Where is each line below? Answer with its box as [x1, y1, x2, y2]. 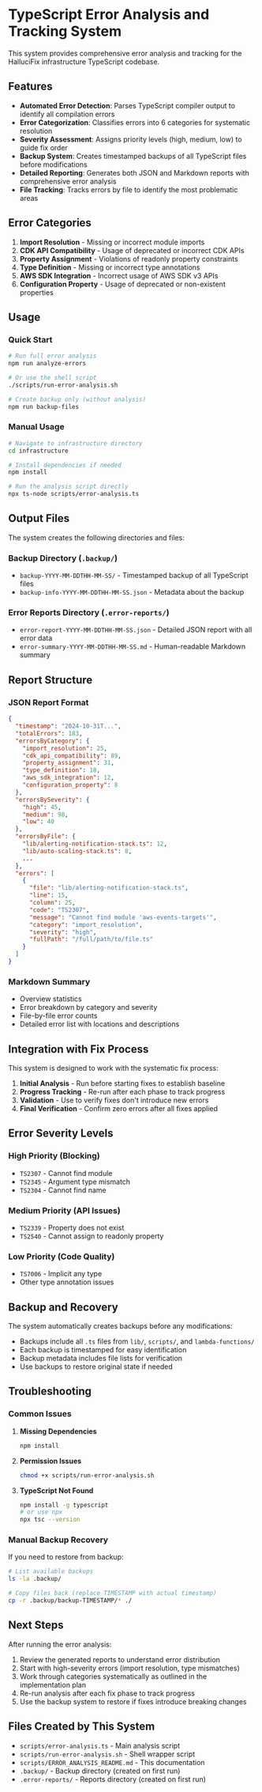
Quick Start [8, 334, 53, 345]
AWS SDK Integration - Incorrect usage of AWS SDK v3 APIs [19, 270, 219, 280]
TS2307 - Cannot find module [19, 1168, 113, 1178]
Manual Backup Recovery [8, 1534, 109, 1545]
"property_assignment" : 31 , [22, 759, 114, 767]
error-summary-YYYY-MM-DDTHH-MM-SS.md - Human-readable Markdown [19, 642, 246, 652]
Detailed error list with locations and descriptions [19, 1019, 180, 1029]
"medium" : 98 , [22, 811, 69, 818]
